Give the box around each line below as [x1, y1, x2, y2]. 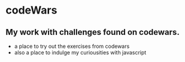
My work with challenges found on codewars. [5, 27, 180, 37]
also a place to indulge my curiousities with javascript [14, 49, 147, 56]
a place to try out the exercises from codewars [14, 43, 130, 50]
